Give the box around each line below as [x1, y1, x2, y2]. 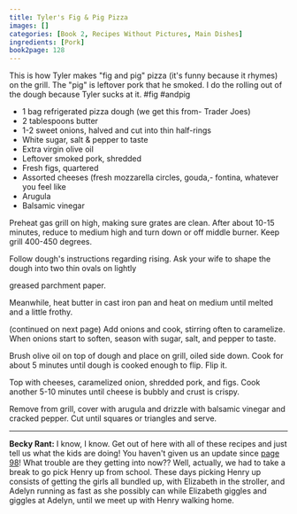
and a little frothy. [9, 307, 73, 317]
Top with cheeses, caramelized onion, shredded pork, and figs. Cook [9, 378, 261, 388]
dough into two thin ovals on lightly [9, 263, 137, 274]
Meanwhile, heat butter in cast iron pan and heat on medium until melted [9, 298, 274, 308]
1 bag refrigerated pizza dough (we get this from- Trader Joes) [21, 106, 251, 117]
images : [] [9, 21, 49, 30]
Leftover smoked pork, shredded [21, 153, 142, 164]
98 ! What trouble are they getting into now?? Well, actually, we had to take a [9, 457, 286, 468]
